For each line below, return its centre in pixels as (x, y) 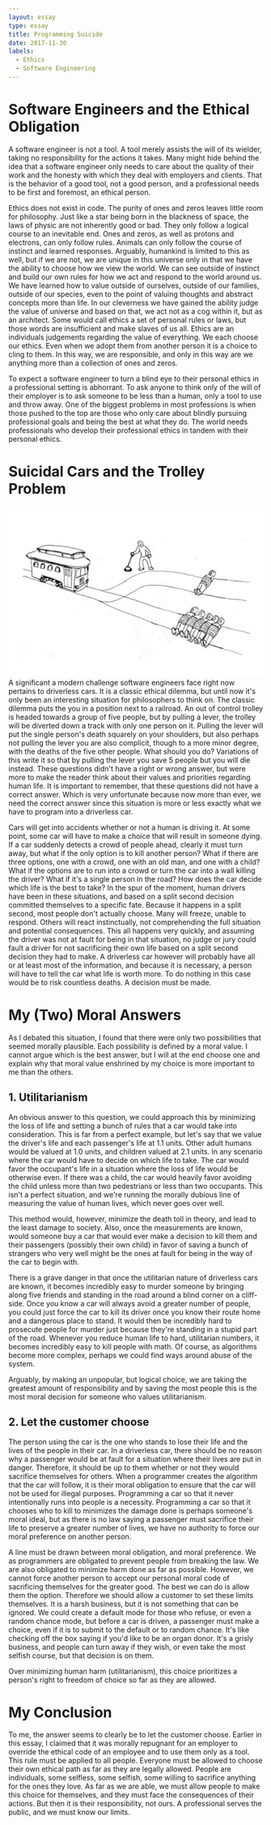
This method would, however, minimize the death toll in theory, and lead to (132, 1219)
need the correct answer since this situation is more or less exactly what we (135, 803)
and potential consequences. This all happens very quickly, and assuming (131, 930)
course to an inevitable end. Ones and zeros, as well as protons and (121, 233)
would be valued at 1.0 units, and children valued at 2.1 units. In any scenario (135, 1152)
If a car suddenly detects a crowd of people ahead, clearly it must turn (126, 844)
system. (21, 1363)
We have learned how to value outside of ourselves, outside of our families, (134, 285)
